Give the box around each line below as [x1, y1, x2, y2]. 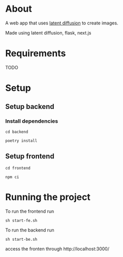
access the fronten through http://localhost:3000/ [5, 245, 109, 252]
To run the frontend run [5, 208, 54, 214]
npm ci [5, 174, 19, 180]
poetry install [5, 138, 38, 143]
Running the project [5, 191, 90, 203]
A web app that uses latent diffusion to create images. [5, 20, 118, 26]
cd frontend [5, 165, 30, 170]
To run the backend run [5, 227, 54, 233]
